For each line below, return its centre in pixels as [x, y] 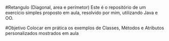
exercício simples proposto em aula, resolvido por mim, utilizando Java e [81, 13]
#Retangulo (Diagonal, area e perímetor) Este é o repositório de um [76, 7]
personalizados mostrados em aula [42, 33]
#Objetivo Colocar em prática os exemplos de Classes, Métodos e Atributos [85, 28]
